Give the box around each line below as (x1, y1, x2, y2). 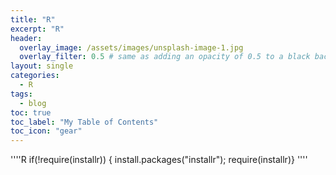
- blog (19, 98, 47, 108)
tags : (10, 89, 33, 99)
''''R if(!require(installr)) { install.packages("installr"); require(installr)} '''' (10, 154, 308, 166)
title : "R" (10, 14, 56, 25)
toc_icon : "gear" (10, 126, 83, 136)
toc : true (10, 107, 52, 118)
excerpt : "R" (10, 24, 65, 34)
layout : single (10, 61, 74, 71)
